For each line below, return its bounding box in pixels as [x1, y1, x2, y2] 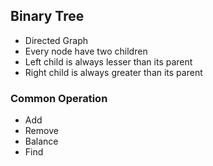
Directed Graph [24, 34, 89, 46]
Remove [24, 125, 59, 137]
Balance [24, 135, 59, 148]
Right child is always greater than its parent [24, 66, 203, 78]
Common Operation [10, 91, 108, 105]
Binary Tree [10, 8, 85, 25]
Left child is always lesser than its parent [24, 55, 193, 68]
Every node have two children [24, 45, 148, 57]
